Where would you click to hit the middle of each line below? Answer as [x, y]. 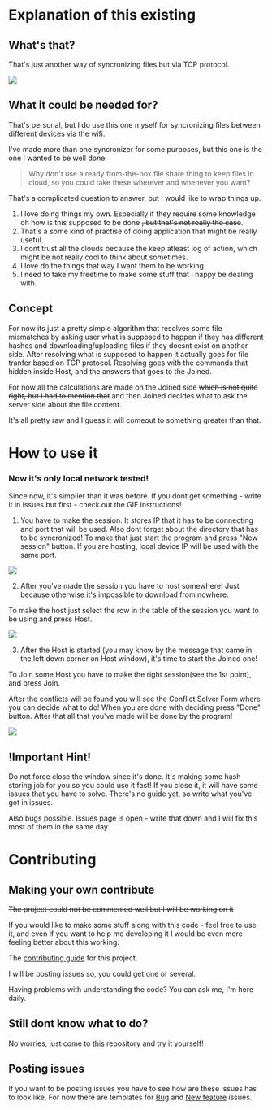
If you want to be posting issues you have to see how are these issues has [133, 1088]
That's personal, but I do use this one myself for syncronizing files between [135, 124]
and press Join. [35, 683]
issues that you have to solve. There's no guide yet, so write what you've [130, 794]
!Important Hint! [50, 757]
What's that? [42, 45]
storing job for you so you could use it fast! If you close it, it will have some [133, 785]
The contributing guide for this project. [73, 958]
